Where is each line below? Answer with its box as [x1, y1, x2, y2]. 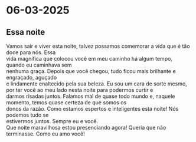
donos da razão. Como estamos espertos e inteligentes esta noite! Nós [6, 105, 179, 112]
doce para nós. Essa [6, 49, 56, 56]
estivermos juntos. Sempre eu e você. [6, 118, 99, 124]
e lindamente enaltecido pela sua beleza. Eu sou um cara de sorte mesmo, [6, 80, 187, 87]
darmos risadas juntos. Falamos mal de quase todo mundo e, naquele [6, 93, 175, 100]
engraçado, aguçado [6, 74, 57, 81]
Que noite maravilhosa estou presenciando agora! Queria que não [6, 124, 166, 131]
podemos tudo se [6, 111, 49, 118]
